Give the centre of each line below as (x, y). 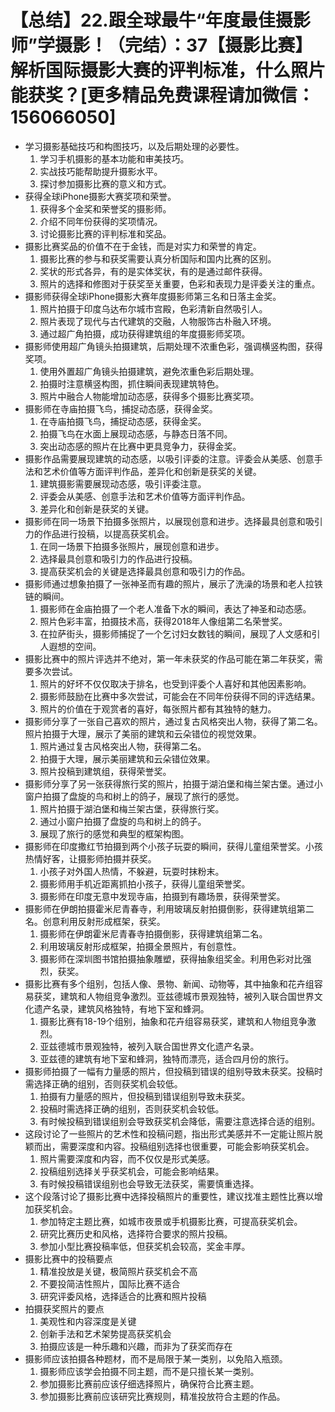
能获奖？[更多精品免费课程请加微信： (162, 95)
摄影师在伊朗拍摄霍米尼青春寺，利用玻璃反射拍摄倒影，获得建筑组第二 (169, 908)
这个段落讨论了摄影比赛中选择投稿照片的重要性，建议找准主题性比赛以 (169, 1196)
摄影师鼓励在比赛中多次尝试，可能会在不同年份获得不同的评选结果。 (180, 696)
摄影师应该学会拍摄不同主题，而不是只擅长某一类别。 (149, 1371)
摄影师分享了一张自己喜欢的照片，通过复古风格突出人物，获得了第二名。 (173, 721)
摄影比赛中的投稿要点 (68, 1258)
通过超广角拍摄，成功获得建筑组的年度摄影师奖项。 (145, 333)
